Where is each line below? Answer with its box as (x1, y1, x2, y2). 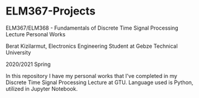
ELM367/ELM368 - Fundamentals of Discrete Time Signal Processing (5, 24, 179, 31)
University (5, 48, 31, 56)
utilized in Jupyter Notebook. (5, 85, 78, 92)
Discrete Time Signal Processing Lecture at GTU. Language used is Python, (5, 79, 194, 86)
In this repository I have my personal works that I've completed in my (5, 72, 178, 79)
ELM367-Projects (5, 4, 96, 18)
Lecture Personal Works (5, 30, 66, 38)
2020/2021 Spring (5, 60, 51, 68)
